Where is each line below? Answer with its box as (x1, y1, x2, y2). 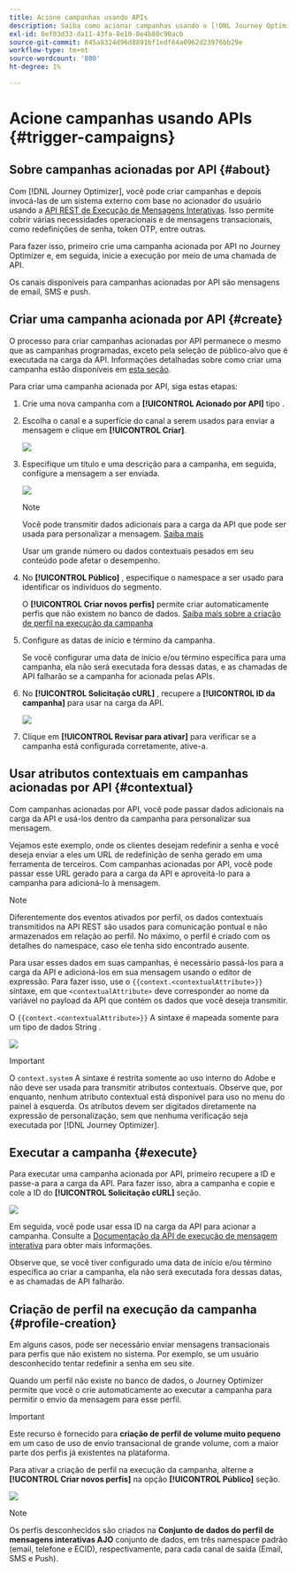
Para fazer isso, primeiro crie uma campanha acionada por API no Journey (9, 240, 281, 251)
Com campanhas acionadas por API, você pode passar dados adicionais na (9, 803, 285, 814)
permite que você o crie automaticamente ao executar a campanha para (9, 1385, 272, 1396)
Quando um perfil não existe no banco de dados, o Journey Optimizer (9, 1375, 263, 1386)
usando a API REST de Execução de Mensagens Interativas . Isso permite (9, 205, 274, 215)
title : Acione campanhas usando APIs (9, 12, 148, 22)
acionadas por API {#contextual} (9, 780, 194, 795)
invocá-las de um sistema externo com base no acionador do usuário (9, 195, 263, 206)
